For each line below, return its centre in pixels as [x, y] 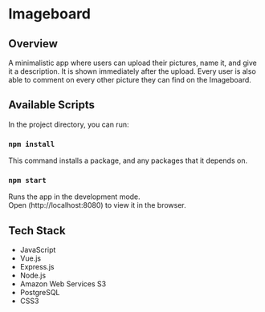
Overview [33, 44]
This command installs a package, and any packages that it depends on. [128, 160]
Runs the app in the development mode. [74, 197]
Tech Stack [37, 231]
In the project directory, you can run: [69, 124]
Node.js [33, 276]
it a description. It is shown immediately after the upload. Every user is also [132, 71]
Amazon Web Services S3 [63, 284]
